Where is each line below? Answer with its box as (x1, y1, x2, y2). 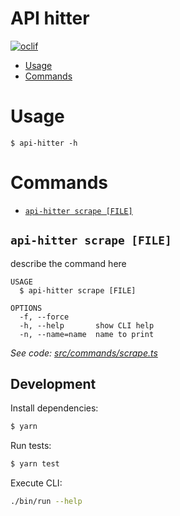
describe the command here (10, 257, 127, 269)
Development (10, 376, 97, 393)
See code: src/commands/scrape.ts (10, 347, 158, 359)
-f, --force (19, 312, 70, 322)
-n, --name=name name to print (19, 329, 155, 339)
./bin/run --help (10, 497, 83, 507)
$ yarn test (10, 459, 60, 469)
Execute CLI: (10, 477, 63, 489)
